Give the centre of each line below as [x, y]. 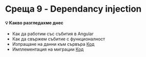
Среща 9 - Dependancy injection [73, 9]
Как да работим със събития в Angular [53, 34]
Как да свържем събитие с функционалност [59, 39]
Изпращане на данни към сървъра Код [53, 44]
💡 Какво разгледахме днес [34, 22]
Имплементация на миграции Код [48, 49]
